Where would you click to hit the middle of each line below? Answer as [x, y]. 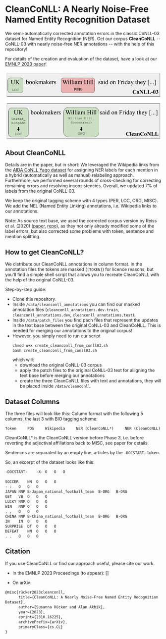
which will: [23, 360]
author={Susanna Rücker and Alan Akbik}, [62, 607]
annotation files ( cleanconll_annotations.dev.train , [66, 310]
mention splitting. [23, 237]
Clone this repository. [34, 299]
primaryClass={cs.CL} [41, 627]
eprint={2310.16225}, [41, 617]
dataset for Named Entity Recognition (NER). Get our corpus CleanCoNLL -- [83, 39]
